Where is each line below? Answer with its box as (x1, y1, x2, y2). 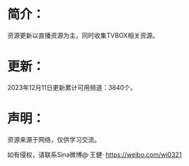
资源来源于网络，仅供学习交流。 (7, 135, 101, 143)
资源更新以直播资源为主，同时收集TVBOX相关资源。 (7, 31, 159, 40)
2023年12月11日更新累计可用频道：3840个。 (7, 83, 137, 92)
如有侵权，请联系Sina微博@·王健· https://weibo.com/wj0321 (7, 150, 182, 159)
